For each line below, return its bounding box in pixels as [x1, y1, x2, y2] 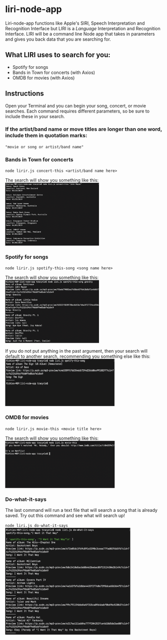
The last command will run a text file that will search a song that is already [5, 507, 157, 513]
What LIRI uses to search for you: [5, 51, 111, 59]
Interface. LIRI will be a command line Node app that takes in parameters [5, 31, 155, 37]
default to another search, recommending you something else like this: [5, 353, 151, 360]
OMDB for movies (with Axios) [12, 74, 75, 81]
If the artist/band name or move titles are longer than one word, [5, 126, 162, 133]
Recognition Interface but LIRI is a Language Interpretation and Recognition [5, 25, 161, 31]
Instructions [5, 89, 44, 98]
